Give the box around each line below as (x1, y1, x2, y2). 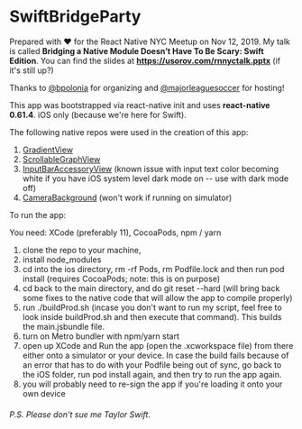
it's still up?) (9, 65, 54, 76)
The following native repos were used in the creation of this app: (9, 126, 249, 137)
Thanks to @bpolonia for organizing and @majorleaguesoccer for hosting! (9, 82, 285, 93)
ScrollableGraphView (22, 153, 101, 164)
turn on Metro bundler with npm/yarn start (22, 331, 180, 342)
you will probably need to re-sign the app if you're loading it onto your (22, 379, 283, 389)
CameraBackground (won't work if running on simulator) (22, 192, 233, 203)
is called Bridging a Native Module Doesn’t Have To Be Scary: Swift (9, 45, 264, 56)
